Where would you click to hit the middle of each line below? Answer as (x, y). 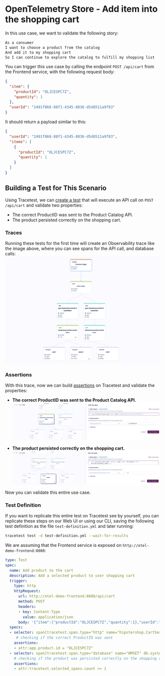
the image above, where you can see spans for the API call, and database (80, 248)
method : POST (31, 602)
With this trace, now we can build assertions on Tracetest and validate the (80, 385)
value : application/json (48, 617)
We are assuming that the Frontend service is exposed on (63, 545)
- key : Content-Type (39, 612)
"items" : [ (21, 142)
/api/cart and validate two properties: (44, 205)
